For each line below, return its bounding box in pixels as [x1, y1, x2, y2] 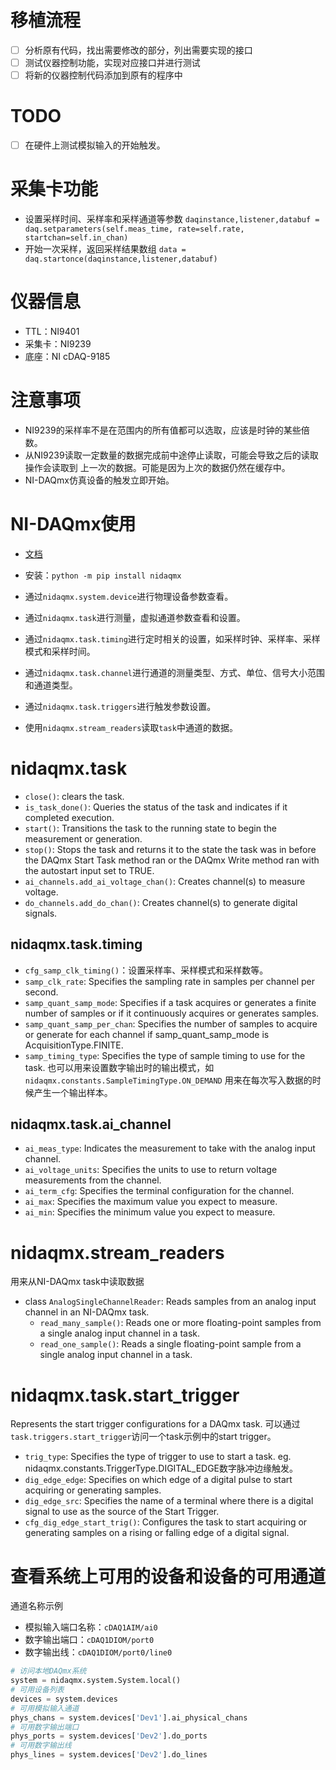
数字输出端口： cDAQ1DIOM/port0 [24, 1634, 155, 1646]
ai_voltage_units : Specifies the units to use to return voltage [24, 1164, 278, 1176]
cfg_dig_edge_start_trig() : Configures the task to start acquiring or [24, 1516, 308, 1528]
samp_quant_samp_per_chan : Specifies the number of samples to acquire [24, 1017, 318, 1030]
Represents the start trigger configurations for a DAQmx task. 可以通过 [10, 1418, 301, 1430]
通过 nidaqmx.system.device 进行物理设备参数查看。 [24, 590, 234, 602]
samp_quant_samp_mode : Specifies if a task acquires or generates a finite [24, 996, 317, 1008]
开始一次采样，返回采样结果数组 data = [24, 243, 187, 255]
